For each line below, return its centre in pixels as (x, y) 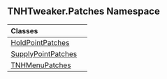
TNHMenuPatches (41, 65)
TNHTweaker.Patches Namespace (84, 11)
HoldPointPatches (40, 42)
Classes (24, 30)
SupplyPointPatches (44, 53)
